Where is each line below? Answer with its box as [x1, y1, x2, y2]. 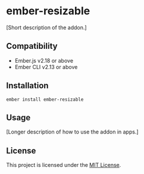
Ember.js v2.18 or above [14, 57, 73, 64]
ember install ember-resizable [6, 97, 84, 102]
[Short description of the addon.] [6, 24, 87, 31]
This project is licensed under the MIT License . [6, 161, 121, 169]
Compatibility [6, 41, 58, 51]
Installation [6, 80, 49, 91]
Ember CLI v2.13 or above [14, 63, 78, 70]
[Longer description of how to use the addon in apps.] [6, 128, 139, 135]
